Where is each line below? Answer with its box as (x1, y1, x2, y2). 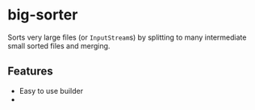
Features (7, 65, 53, 78)
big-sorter (7, 6, 78, 24)
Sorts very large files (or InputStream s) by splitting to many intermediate (7, 32, 247, 42)
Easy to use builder (19, 86, 84, 95)
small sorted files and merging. (7, 40, 111, 50)
